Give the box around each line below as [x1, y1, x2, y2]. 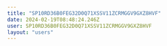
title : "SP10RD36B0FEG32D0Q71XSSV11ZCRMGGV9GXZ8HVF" [7, 9, 162, 17]
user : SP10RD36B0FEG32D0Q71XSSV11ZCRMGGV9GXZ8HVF [7, 22, 153, 29]
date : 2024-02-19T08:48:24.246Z [7, 16, 100, 23]
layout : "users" [7, 28, 54, 36]
